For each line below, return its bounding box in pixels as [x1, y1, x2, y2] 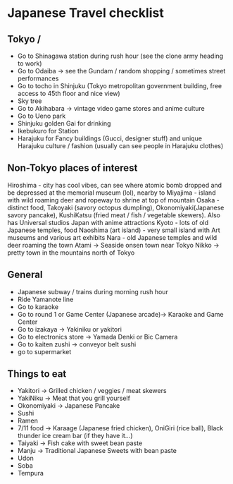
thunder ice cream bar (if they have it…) [17, 432, 133, 440]
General [7, 269, 44, 281]
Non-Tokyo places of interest [7, 162, 138, 174]
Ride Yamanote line [17, 295, 74, 303]
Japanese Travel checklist [7, 5, 164, 21]
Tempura [17, 469, 44, 478]
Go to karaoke [17, 302, 58, 311]
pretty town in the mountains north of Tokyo [7, 248, 135, 257]
